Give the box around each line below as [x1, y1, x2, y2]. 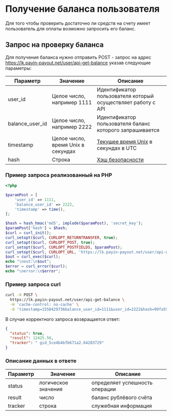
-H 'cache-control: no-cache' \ [10, 302, 79, 307]
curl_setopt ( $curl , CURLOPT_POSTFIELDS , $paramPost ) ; [5, 245, 123, 250]
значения [39, 386, 63, 393]
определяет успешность [91, 379, 153, 386]
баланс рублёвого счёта [91, 394, 153, 401]
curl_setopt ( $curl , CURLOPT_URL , [5, 249, 77, 255]
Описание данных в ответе [5, 357, 77, 365]
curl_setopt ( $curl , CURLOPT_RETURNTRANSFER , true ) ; [5, 235, 118, 240]
